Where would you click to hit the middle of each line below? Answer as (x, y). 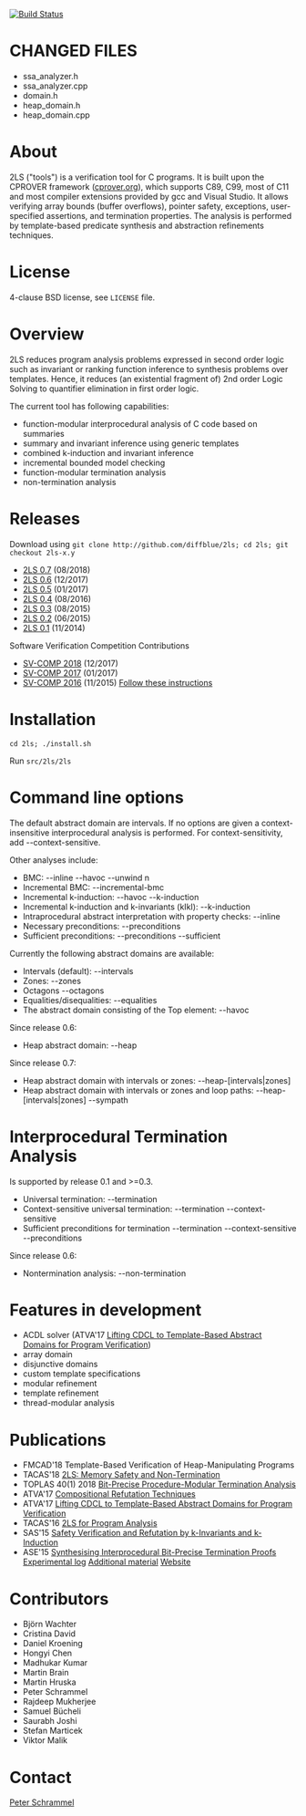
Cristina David (49, 1634)
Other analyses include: (54, 860)
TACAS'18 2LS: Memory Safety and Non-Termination (121, 1475)
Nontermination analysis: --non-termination (104, 1273)
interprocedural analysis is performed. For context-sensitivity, (168, 832)
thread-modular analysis (69, 1403)
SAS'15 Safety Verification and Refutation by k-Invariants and (137, 1533)
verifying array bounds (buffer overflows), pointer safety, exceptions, (139, 206)
